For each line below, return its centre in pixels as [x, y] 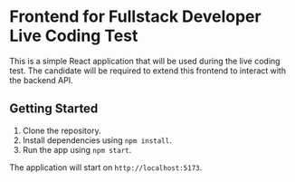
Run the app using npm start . [77, 149]
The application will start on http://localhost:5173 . [106, 167]
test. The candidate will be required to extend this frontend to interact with [148, 71]
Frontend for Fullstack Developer [135, 17]
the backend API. [42, 80]
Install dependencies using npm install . [97, 140]
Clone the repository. [62, 130]
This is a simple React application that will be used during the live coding [145, 61]
